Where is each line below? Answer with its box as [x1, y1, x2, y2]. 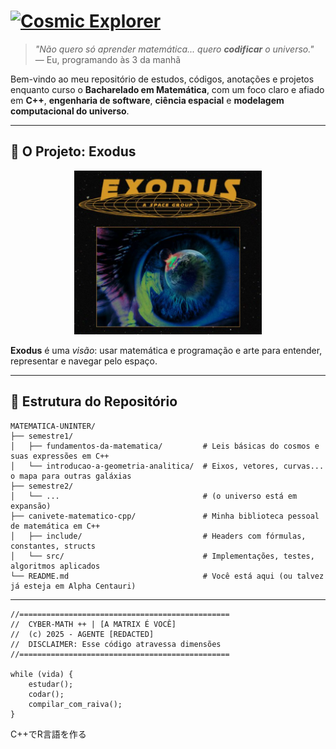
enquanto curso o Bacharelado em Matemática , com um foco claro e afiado [10, 83, 325, 95]
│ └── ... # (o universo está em [10, 491, 298, 501]
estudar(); [28, 679, 74, 689]
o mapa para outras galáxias [10, 471, 132, 481]
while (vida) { [10, 669, 74, 679]
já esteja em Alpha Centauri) [10, 581, 137, 591]
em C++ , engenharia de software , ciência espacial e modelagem [10, 94, 285, 106]
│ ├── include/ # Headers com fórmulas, [10, 531, 307, 541]
